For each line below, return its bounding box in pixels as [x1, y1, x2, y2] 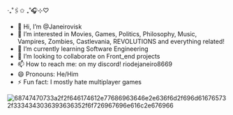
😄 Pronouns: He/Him [17, 70, 79, 78]
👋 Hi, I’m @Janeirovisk [17, 22, 82, 31]
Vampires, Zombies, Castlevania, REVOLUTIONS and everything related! [17, 38, 225, 45]
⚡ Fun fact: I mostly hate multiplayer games [17, 78, 142, 86]
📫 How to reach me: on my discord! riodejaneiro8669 [17, 60, 173, 68]
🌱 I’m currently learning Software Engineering [17, 45, 149, 53]
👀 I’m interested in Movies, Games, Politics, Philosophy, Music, [17, 30, 197, 38]
